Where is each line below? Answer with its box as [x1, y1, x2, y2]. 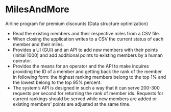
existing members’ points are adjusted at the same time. [12, 101, 131, 107]
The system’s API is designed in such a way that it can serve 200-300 [12, 84, 160, 91]
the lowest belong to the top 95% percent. [12, 79, 102, 85]
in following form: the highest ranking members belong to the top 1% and [12, 74, 166, 80]
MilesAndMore [5, 4, 70, 15]
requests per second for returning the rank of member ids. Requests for [12, 90, 164, 96]
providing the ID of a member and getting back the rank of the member [12, 68, 162, 75]
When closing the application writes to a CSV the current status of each [12, 36, 164, 42]
